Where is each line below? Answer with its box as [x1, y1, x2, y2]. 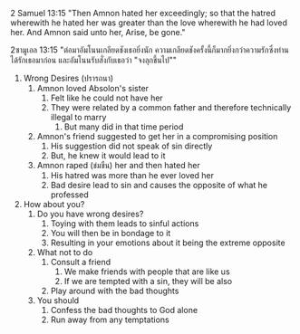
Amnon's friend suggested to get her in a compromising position [36, 131, 278, 141]
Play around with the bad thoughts [50, 285, 179, 296]
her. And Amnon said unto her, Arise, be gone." [10, 27, 186, 37]
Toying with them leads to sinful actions [50, 218, 199, 229]
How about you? [23, 199, 85, 209]
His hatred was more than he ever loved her [50, 170, 215, 180]
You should [36, 295, 80, 306]
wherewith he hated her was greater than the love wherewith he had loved [10, 17, 288, 28]
